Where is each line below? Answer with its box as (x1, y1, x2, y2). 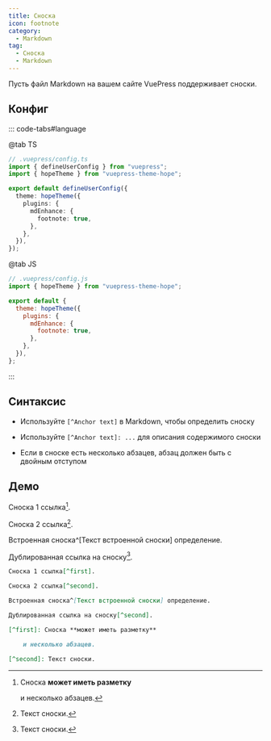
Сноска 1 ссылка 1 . (8, 501, 71, 513)
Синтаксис (8, 395, 66, 408)
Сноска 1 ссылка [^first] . (8, 567, 95, 576)
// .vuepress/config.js (8, 275, 89, 283)
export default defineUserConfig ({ (8, 185, 128, 193)
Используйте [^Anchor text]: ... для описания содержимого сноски (19, 432, 261, 442)
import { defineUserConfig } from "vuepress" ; (8, 162, 168, 170)
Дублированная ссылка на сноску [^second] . (8, 611, 153, 620)
